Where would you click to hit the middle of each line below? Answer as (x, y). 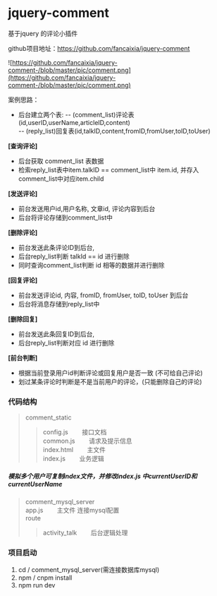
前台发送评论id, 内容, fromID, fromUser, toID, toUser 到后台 (103, 295)
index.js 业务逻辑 (73, 459)
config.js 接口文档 (75, 432)
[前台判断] (23, 357)
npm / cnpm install (45, 578)
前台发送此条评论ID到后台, (56, 247)
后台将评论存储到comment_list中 (66, 217)
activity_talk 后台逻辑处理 (85, 533)
